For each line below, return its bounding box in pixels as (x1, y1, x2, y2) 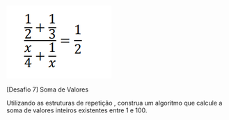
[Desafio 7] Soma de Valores (6, 85, 88, 94)
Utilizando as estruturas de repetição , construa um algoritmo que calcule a (6, 99, 223, 107)
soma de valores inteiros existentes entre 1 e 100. (6, 106, 148, 114)
